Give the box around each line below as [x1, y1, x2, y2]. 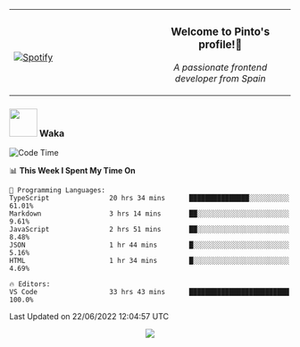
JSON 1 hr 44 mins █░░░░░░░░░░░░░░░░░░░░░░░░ [9, 241, 290, 250]
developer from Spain [174, 72, 266, 84]
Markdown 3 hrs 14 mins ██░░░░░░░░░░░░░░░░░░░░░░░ [9, 209, 290, 218]
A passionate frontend [173, 61, 268, 73]
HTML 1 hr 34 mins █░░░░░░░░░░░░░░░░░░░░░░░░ [9, 257, 290, 266]
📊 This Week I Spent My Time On [9, 165, 136, 176]
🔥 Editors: [9, 280, 51, 289]
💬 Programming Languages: [9, 186, 105, 195]
